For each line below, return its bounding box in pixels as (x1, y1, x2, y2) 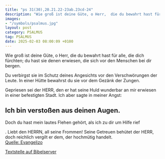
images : (5, 16, 21, 21)
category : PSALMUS (5, 30, 43, 35)
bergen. (5, 63, 21, 68)
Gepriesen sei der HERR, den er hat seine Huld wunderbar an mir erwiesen (5, 87, 156, 93)
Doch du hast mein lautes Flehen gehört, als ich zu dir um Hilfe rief (5, 119, 140, 125)
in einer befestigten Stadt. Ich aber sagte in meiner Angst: (5, 92, 122, 98)
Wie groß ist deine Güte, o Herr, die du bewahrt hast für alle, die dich (5, 52, 144, 58)
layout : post (5, 25, 32, 30)
